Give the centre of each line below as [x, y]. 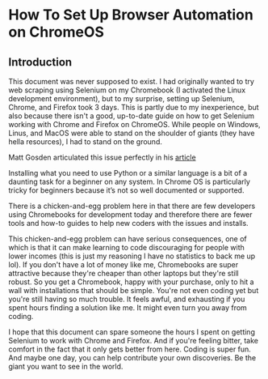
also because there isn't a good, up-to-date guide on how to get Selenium [131, 116]
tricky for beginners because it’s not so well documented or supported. [126, 190]
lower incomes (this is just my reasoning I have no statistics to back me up [132, 256]
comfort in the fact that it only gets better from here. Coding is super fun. [130, 349]
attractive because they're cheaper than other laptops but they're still [124, 273]
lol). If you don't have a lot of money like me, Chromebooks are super [124, 264]
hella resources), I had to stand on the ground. [86, 142]
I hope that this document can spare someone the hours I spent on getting [132, 332]
